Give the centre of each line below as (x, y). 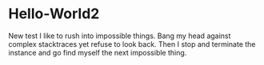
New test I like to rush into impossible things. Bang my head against (120, 36)
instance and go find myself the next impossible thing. (98, 52)
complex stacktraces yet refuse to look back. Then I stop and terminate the (132, 44)
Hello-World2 (54, 14)
